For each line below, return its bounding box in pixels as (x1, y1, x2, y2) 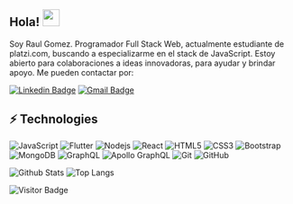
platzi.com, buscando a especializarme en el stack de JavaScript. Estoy (9, 48, 276, 58)
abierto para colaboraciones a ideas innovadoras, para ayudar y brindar (9, 58, 276, 68)
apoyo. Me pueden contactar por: (9, 67, 134, 77)
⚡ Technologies (9, 111, 98, 127)
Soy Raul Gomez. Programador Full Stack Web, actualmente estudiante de (9, 38, 285, 49)
